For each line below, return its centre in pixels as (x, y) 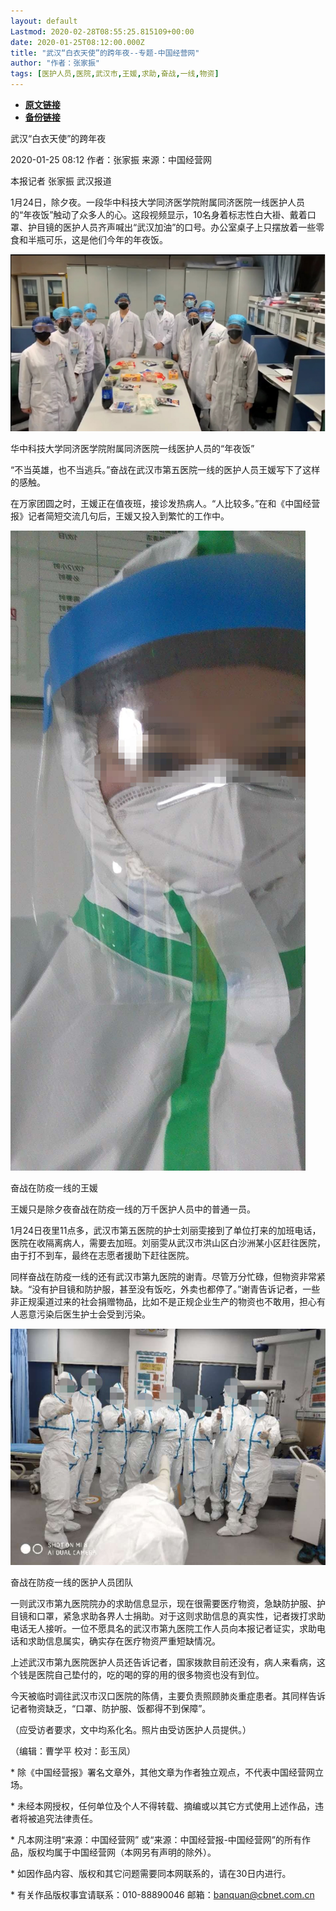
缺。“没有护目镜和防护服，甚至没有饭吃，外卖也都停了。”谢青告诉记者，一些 (165, 1289)
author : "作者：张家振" (55, 63)
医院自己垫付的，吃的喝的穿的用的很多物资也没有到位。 (150, 1675)
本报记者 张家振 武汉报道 (61, 181)
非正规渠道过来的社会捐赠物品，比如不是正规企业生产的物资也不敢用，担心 (163, 1302)
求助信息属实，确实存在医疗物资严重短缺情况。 (124, 1641)
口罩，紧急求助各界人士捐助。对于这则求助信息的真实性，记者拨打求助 (181, 1616)
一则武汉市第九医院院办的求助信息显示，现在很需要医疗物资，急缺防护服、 (163, 1604)
